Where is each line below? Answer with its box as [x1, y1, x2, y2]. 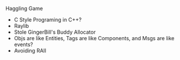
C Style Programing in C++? [13, 16, 82, 23]
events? [13, 41, 33, 48]
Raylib [13, 23, 29, 29]
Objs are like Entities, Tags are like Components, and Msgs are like [13, 35, 175, 41]
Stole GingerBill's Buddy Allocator [13, 29, 96, 36]
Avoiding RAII [13, 47, 46, 54]
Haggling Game [5, 5, 43, 12]
